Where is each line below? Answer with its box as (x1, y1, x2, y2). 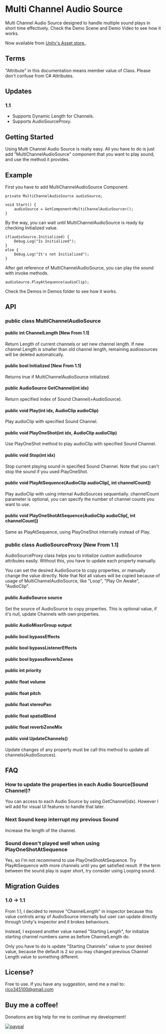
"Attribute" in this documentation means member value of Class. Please (5, 67, 151, 73)
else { (5, 248, 19, 253)
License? (5, 968, 34, 977)
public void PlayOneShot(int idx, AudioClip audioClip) (5, 430, 117, 435)
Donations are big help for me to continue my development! (5, 1014, 126, 1020)
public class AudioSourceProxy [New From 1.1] (5, 541, 119, 548)
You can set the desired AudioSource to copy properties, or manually (5, 567, 146, 573)
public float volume (5, 679, 46, 685)
